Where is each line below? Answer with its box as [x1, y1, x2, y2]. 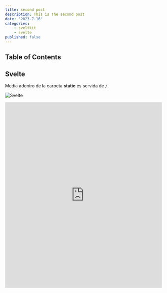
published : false [5, 35, 41, 40]
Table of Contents [5, 53, 62, 62]
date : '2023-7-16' [5, 16, 43, 21]
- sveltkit [14, 26, 36, 31]
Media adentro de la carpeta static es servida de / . [5, 83, 109, 89]
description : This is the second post [5, 12, 85, 17]
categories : [5, 21, 30, 26]
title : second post [5, 7, 45, 12]
